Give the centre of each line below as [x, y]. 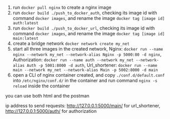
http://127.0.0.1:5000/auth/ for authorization [51, 111]
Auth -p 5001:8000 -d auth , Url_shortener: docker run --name [92, 65]
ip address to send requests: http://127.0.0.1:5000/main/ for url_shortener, [83, 106]
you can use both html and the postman [48, 96]
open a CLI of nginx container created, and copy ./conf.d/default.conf [89, 75]
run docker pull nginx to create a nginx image [62, 7]
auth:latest [25, 23]
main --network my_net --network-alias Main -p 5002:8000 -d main [85, 70]
